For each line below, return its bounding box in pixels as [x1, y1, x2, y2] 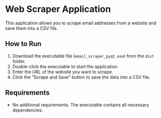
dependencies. [12, 107, 43, 113]
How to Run [5, 40, 42, 48]
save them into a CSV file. [5, 25, 58, 31]
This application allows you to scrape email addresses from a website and [5, 20, 157, 26]
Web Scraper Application [5, 3, 111, 15]
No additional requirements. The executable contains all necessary [12, 102, 149, 108]
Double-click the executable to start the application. [12, 63, 119, 69]
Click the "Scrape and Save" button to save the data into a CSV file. [12, 74, 151, 80]
